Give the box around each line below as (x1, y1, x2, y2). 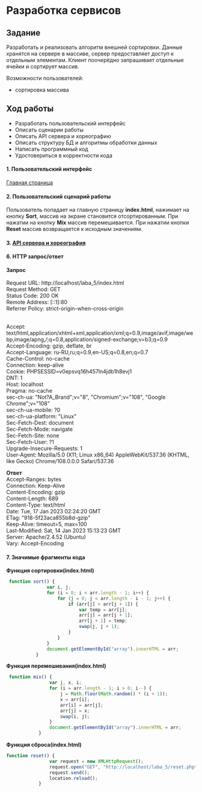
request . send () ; (49, 770, 90, 776)
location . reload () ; (49, 775, 98, 781)
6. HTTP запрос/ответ (6, 253, 64, 260)
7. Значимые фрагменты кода (6, 553, 85, 561)
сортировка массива (14, 86, 69, 93)
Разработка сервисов (6, 4, 121, 17)
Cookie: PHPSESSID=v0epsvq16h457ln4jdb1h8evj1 (6, 368, 132, 375)
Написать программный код (14, 145, 88, 153)
